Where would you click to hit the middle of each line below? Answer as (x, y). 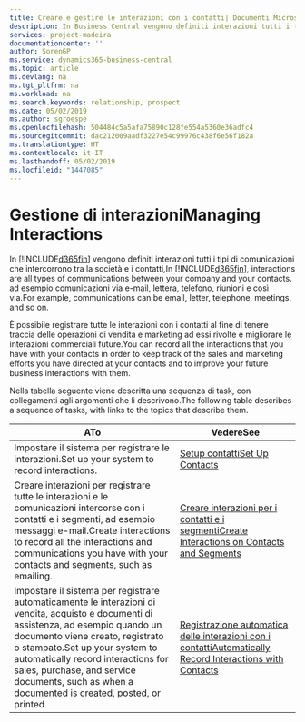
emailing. (33, 576)
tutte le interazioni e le (61, 497)
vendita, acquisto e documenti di (84, 614)
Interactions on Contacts (232, 542)
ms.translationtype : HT (54, 144)
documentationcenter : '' (56, 43)
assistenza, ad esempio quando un (88, 625)
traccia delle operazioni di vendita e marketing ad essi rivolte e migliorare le (151, 335)
